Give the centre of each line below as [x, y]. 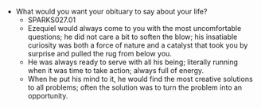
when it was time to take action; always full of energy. [116, 70]
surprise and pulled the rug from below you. [100, 54]
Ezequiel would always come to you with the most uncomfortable [134, 28]
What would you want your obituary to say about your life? [111, 12]
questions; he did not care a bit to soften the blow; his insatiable [132, 37]
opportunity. [48, 96]
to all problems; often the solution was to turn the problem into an [135, 87]
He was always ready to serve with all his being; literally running [133, 62]
